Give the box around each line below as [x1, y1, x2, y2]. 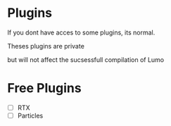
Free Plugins [7, 80, 82, 96]
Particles [17, 111, 44, 120]
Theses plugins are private [7, 42, 84, 50]
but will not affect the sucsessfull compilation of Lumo [7, 55, 165, 64]
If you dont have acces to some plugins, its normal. [7, 28, 156, 37]
